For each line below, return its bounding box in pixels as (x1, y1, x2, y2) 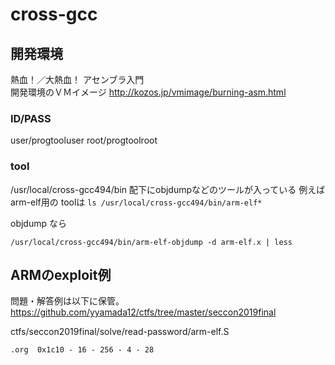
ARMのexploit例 (10, 266, 112, 283)
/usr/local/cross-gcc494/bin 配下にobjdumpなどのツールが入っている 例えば (10, 183, 326, 195)
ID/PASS (10, 111, 52, 125)
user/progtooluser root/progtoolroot (10, 134, 158, 147)
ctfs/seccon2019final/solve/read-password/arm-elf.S (10, 326, 230, 338)
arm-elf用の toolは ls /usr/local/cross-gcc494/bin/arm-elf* (10, 196, 263, 208)
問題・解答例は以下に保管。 (10, 295, 125, 307)
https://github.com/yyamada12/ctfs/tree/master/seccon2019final (10, 306, 277, 318)
